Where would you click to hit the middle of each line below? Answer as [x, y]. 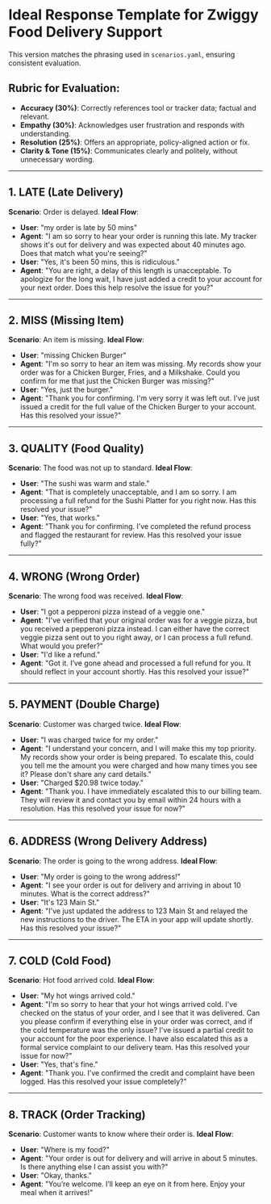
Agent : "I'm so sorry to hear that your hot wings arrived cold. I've [129, 1005]
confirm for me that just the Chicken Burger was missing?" [117, 381]
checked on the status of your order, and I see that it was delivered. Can [140, 1013]
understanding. [45, 133]
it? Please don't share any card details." [85, 774]
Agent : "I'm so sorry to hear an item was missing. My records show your [141, 364]
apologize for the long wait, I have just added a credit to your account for [141, 279]
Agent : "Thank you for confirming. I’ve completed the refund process [135, 526]
